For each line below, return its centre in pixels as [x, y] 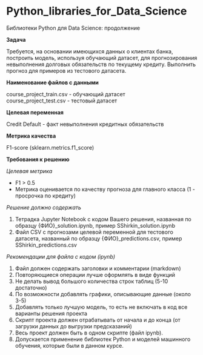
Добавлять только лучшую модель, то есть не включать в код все [101, 307]
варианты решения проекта [51, 313]
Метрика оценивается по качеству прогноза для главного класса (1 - [105, 189]
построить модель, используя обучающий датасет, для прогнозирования [102, 58]
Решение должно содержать [44, 207]
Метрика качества [31, 136]
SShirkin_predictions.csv [46, 245]
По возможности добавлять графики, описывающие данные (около [103, 294]
